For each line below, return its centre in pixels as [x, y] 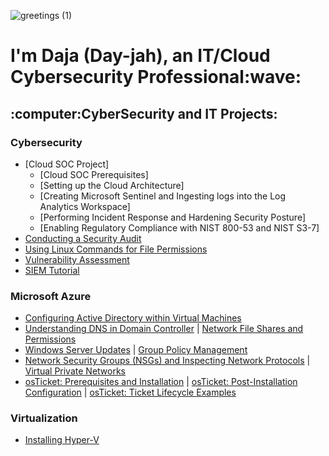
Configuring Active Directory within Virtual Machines [133, 318]
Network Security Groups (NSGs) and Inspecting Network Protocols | [167, 361]
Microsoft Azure [51, 296]
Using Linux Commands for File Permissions [116, 249]
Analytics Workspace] [85, 206]
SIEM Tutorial [52, 270]
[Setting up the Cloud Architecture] [112, 185]
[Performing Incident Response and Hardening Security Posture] [173, 217]
